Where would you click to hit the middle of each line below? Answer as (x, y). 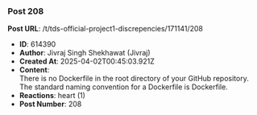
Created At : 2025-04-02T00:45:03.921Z (87, 61)
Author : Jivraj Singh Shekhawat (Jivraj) (85, 53)
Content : (34, 70)
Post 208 (26, 11)
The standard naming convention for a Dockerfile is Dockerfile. (124, 87)
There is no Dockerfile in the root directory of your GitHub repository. (134, 79)
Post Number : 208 (50, 104)
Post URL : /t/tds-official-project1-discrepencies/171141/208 (105, 29)
